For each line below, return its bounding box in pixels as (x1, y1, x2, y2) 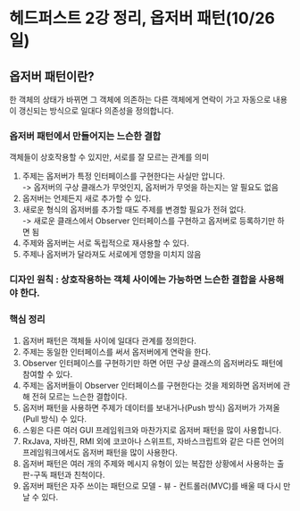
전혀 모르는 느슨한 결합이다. (31, 390, 128, 402)
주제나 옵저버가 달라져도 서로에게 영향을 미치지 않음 (21, 249, 202, 260)
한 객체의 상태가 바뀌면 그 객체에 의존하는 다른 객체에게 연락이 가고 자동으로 (9, 95, 271, 105)
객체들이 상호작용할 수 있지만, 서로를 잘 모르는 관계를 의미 (9, 152, 210, 163)
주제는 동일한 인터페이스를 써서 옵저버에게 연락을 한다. (21, 346, 212, 357)
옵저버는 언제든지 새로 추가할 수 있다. (21, 193, 152, 204)
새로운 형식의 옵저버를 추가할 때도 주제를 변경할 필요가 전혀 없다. (21, 205, 246, 215)
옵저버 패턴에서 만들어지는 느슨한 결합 (9, 130, 162, 142)
